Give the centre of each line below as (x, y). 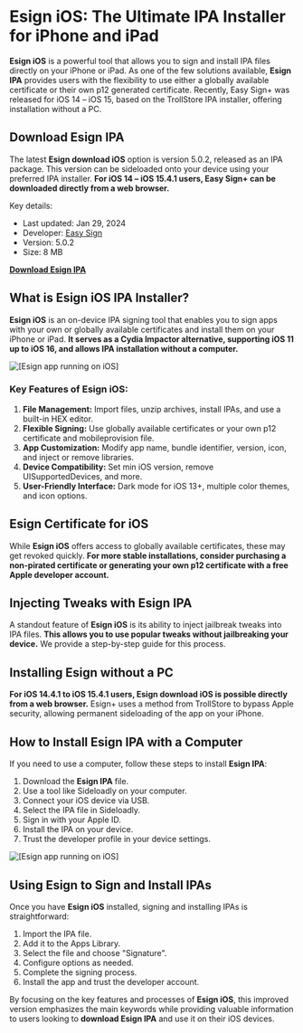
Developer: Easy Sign (62, 232)
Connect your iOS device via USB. (86, 801)
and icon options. (55, 496)
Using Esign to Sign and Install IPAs (111, 885)
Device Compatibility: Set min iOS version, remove (118, 467)
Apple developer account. (59, 574)
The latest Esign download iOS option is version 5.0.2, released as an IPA (146, 159)
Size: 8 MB (43, 251)
